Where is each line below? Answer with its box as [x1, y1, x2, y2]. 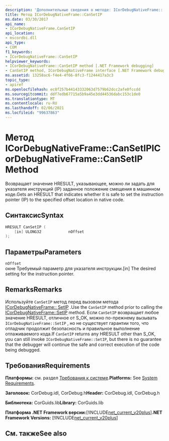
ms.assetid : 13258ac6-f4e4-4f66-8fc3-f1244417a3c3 [5, 73, 114, 78]
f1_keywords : [5, 49, 33, 54]
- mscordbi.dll [5, 36, 37, 41]
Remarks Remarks [5, 285, 62, 294]
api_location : [5, 31, 35, 36]
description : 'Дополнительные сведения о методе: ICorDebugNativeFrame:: [5, 7, 163, 13]
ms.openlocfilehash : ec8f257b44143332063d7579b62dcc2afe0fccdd [5, 86, 141, 92]
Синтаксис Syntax [5, 211, 64, 220]
